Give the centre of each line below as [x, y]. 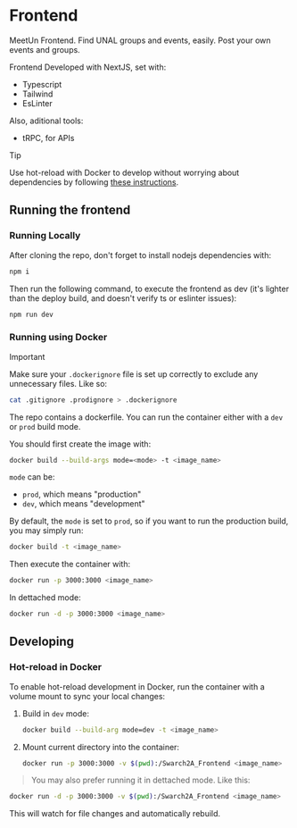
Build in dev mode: [55, 713]
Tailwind [37, 94]
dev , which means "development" [83, 504]
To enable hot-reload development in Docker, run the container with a [137, 686]
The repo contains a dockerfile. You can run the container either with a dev [146, 417]
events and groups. [45, 49]
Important [27, 356]
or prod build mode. [45, 426]
